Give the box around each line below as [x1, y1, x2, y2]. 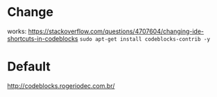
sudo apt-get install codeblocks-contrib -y [79, 35, 210, 42]
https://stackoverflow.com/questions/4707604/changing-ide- [28, 27, 205, 35]
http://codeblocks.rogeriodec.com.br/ [7, 81, 115, 90]
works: [7, 27, 27, 35]
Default [7, 59, 51, 75]
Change [7, 4, 54, 20]
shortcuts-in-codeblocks [7, 34, 78, 42]
